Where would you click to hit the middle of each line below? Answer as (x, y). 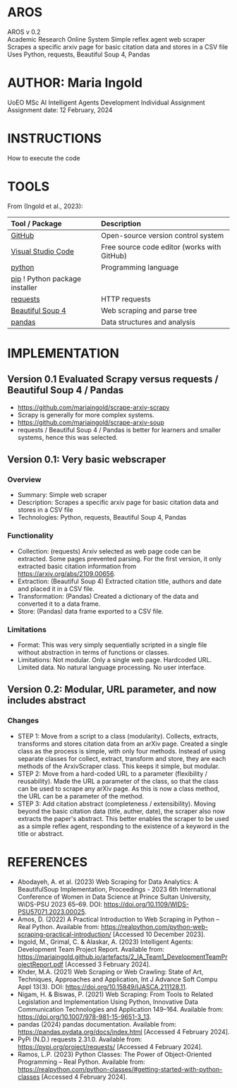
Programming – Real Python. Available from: (81, 1062)
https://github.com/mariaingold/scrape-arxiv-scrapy (93, 407)
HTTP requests (126, 299)
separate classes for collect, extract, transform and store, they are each (122, 758)
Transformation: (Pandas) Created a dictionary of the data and (108, 596)
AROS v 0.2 (24, 32)
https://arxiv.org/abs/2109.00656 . (66, 573)
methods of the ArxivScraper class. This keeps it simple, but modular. (119, 766)
